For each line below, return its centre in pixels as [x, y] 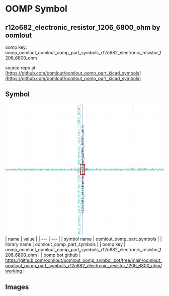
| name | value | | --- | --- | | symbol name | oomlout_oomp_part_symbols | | [83, 239]
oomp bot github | [62, 255]
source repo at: [21, 68]
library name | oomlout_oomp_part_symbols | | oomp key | [65, 244]
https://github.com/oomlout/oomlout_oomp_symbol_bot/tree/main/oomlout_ [84, 260]
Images [17, 287]
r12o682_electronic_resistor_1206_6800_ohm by [83, 27]
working [14, 271]
